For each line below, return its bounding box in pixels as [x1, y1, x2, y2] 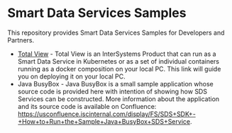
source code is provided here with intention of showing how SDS [17, 87, 208, 96]
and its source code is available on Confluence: [17, 102, 157, 110]
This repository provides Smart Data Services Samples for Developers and [7, 28, 225, 37]
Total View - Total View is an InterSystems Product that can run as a [17, 50, 216, 58]
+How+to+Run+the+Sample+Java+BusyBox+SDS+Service [17, 117, 190, 125]
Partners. [7, 35, 34, 44]
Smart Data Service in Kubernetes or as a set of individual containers [17, 57, 220, 65]
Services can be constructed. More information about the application [17, 94, 220, 103]
